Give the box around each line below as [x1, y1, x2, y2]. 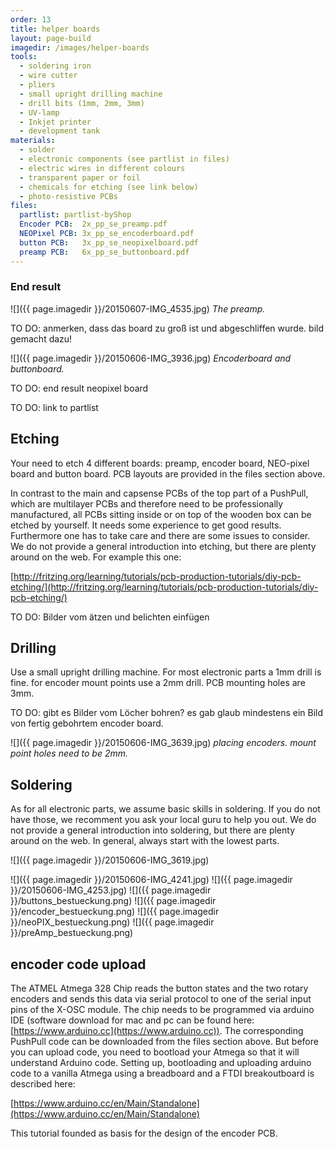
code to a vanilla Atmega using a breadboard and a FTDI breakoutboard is [10, 1067, 315, 1080]
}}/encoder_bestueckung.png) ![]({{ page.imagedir [10, 906, 220, 918]
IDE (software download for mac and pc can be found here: [10, 1014, 255, 1026]
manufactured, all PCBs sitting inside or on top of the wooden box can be [10, 508, 312, 520]
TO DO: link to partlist [10, 401, 99, 413]
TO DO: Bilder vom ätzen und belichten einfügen [10, 611, 210, 623]
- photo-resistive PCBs [19, 191, 118, 201]
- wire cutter [19, 71, 78, 81]
